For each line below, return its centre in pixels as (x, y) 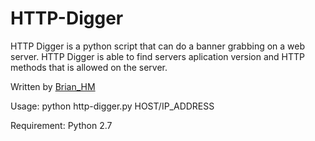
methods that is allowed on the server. (89, 67)
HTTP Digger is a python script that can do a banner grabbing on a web (158, 46)
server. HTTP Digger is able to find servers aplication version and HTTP (157, 56)
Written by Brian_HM (53, 86)
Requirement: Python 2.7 (61, 125)
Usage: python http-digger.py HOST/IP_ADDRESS (112, 106)
